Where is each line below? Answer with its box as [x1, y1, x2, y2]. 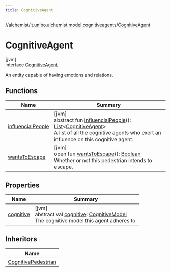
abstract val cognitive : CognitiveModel [35, 211, 127, 218]
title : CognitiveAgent [5, 7, 53, 13]
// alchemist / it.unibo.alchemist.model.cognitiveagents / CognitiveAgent [5, 21, 151, 28]
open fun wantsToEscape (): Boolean [54, 150, 141, 157]
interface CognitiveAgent [5, 62, 58, 68]
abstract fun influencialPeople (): [54, 117, 131, 124]
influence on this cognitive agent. [54, 136, 134, 143]
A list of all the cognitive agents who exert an [54, 129, 161, 137]
